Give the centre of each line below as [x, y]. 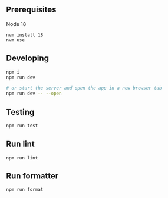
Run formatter [32, 176]
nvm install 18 [25, 35]
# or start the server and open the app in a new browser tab [84, 88]
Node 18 [16, 24]
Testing [20, 112]
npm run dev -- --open [34, 94]
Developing [27, 58]
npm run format [25, 190]
